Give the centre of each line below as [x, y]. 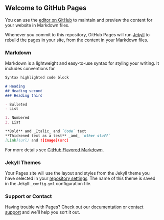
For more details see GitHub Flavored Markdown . [55, 150]
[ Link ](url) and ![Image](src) [37, 140]
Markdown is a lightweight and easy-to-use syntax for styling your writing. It [82, 63]
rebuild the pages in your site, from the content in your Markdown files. [77, 40]
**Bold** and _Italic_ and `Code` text [46, 131]
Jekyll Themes [23, 163]
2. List [13, 122]
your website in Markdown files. [37, 25]
